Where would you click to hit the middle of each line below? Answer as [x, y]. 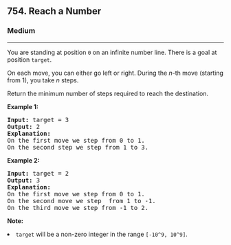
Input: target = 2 [38, 173]
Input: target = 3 [38, 120]
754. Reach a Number [54, 11]
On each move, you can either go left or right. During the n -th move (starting [115, 73]
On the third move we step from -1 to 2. [78, 208]
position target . [30, 59]
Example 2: [23, 160]
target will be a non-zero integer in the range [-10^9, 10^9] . [102, 234]
